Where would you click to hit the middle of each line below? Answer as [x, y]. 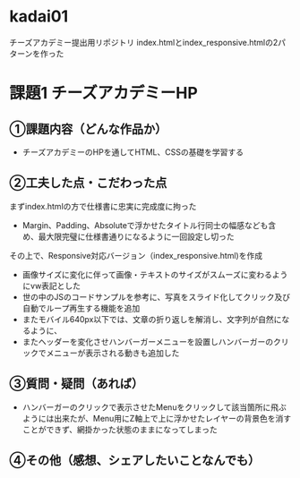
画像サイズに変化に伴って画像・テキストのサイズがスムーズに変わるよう [155, 274]
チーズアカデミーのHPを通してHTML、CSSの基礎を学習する [133, 152]
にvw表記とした [51, 286]
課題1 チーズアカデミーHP [104, 94]
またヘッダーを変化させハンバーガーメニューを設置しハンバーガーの [148, 341]
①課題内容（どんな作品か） [88, 128]
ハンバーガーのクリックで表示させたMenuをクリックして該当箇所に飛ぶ [154, 407]
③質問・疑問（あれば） [77, 384]
